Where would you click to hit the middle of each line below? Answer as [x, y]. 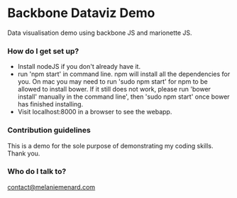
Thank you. [24, 153]
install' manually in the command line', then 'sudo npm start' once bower [123, 97]
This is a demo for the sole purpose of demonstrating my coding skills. [111, 145]
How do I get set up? [43, 51]
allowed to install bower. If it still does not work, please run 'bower [114, 89]
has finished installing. [50, 104]
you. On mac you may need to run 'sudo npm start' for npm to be [112, 82]
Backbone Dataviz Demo [81, 13]
